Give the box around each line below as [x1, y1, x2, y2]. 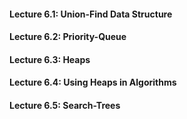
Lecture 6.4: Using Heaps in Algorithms [9, 76, 177, 89]
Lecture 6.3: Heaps [9, 53, 91, 65]
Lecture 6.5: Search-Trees [9, 99, 121, 111]
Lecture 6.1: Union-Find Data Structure [9, 8, 173, 20]
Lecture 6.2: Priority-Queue [9, 31, 127, 43]
